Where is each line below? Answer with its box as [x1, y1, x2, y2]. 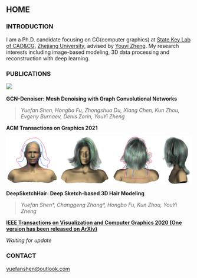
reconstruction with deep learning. [6, 54, 90, 62]
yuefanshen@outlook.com [6, 265, 70, 272]
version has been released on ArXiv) [6, 225, 97, 232]
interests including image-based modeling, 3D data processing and [6, 49, 170, 56]
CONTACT [6, 251, 37, 260]
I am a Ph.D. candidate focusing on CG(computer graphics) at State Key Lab [6, 35, 191, 43]
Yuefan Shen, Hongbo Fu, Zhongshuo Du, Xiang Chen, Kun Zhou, [20, 106, 180, 114]
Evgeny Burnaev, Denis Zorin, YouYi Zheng [20, 112, 125, 120]
